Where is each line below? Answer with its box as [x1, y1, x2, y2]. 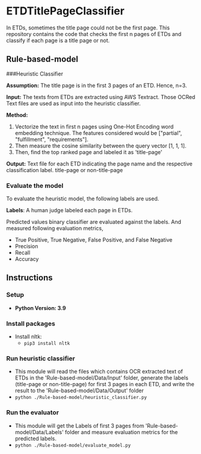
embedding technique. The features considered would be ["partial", [14, 129, 182, 136]
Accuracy [14, 255, 39, 263]
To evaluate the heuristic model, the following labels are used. [6, 195, 160, 202]
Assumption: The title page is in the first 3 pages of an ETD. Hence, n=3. [6, 82, 187, 89]
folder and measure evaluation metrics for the [65, 428, 178, 435]
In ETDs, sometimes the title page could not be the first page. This [6, 24, 170, 31]
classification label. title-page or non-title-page [6, 166, 123, 173]
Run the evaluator [6, 408, 59, 417]
